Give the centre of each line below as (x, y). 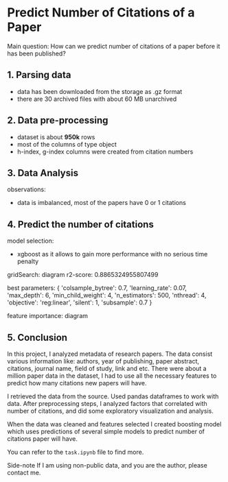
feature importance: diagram (47, 316)
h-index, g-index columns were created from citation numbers (105, 152)
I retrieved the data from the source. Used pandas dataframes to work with (113, 396)
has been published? (37, 53)
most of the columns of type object (67, 144)
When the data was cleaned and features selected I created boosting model (114, 424)
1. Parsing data (39, 75)
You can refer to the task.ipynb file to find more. (76, 452)
